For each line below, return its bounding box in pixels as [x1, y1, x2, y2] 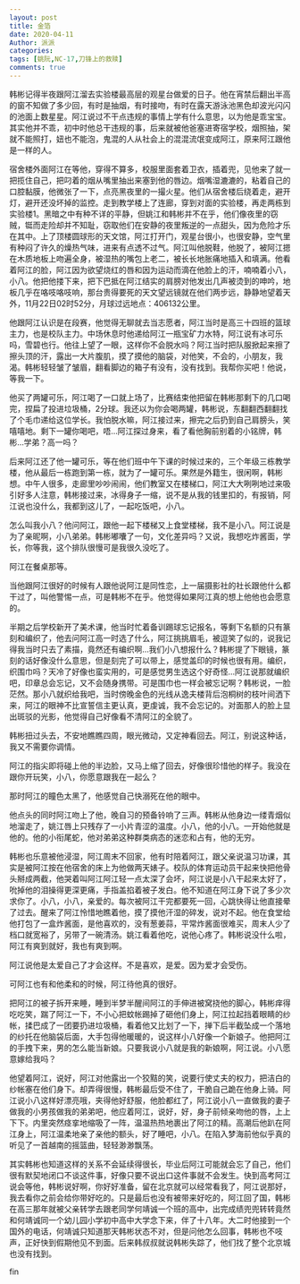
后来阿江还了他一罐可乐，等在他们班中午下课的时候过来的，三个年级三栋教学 [9, 456, 291, 467]
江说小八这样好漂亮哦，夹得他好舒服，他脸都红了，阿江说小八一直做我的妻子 [9, 1094, 291, 1106]
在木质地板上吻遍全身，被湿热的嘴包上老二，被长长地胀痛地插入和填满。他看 [9, 253, 291, 264]
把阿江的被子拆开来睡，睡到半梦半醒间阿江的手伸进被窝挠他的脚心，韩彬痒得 [9, 997, 291, 1008]
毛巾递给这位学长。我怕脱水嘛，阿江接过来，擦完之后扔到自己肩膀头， [24, 414, 283, 425]
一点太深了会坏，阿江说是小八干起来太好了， [126, 873, 291, 884]
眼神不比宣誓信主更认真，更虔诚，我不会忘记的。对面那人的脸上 [47, 699, 283, 710]
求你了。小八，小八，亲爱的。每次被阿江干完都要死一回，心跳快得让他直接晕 [9, 895, 291, 906]
